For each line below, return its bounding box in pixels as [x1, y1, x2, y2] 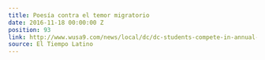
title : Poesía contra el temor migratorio [8, 11, 150, 19]
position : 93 [8, 26, 51, 34]
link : [8, 33, 26, 41]
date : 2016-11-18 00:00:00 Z [8, 19, 104, 26]
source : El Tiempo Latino [8, 41, 93, 48]
